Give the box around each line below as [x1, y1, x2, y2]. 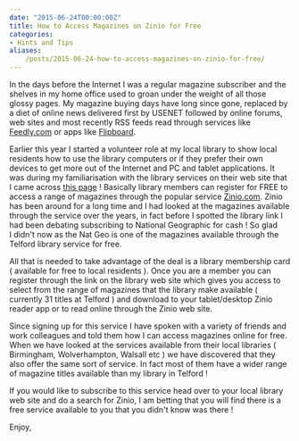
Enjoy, [9, 421, 32, 432]
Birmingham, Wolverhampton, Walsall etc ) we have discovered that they [9, 349, 276, 360]
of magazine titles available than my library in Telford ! [9, 368, 208, 379]
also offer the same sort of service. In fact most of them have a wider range [9, 359, 287, 369]
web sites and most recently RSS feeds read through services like [9, 117, 252, 128]
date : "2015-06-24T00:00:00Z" [9, 12, 122, 22]
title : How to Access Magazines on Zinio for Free [9, 21, 202, 30]
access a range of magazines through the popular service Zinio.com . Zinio [9, 191, 283, 202]
